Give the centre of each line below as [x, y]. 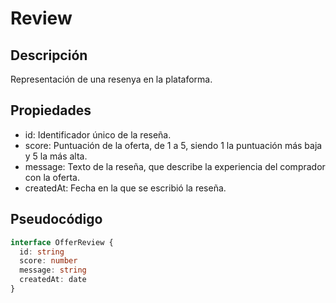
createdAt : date [53, 280]
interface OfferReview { [62, 242]
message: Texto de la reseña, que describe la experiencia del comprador [175, 166]
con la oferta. [52, 177]
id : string [42, 252]
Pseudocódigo [56, 219]
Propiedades [51, 110]
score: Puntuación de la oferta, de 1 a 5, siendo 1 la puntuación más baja [173, 145]
